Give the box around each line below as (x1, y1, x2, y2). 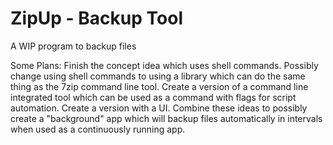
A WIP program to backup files (10, 40, 137, 52)
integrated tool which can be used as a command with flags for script (10, 91, 297, 103)
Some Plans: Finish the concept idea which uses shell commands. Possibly (10, 59, 319, 71)
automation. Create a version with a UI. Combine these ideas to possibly (10, 102, 308, 114)
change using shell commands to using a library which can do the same (10, 70, 306, 82)
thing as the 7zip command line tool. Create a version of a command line (10, 80, 309, 92)
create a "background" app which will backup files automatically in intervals (10, 112, 323, 124)
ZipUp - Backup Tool (10, 7, 183, 30)
